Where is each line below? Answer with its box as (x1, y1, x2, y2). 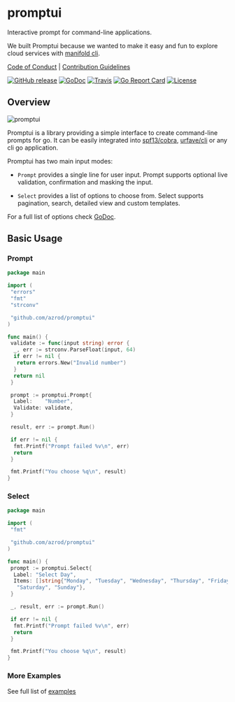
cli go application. (7, 143, 59, 152)
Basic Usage (7, 233, 63, 245)
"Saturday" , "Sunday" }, (16, 584, 86, 592)
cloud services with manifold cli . (7, 49, 100, 57)
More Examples (7, 671, 62, 681)
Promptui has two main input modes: (7, 157, 113, 165)
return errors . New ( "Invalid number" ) (16, 359, 127, 366)
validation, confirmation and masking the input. (17, 178, 153, 186)
